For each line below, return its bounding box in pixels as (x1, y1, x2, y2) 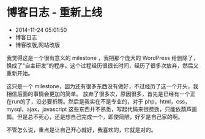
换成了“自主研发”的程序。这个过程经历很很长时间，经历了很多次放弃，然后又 (6, 62, 199, 69)
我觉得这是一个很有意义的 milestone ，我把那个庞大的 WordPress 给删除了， (6, 54, 199, 61)
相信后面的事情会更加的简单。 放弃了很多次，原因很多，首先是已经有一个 (6, 90, 190, 97)
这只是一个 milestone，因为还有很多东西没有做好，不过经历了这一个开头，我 (6, 82, 199, 89)
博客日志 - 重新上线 (6, 6, 103, 20)
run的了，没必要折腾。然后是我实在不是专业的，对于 (11, 97, 144, 105)
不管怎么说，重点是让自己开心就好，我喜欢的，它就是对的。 (6, 126, 157, 133)
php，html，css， (144, 97, 191, 105)
